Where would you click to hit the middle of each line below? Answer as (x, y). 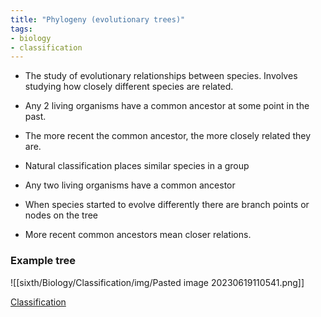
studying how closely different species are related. (129, 87)
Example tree (43, 261)
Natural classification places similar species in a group (137, 166)
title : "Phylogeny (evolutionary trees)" (98, 19)
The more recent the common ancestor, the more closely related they (168, 136)
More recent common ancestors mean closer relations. (138, 235)
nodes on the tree (61, 215)
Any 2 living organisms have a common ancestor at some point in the (167, 106)
